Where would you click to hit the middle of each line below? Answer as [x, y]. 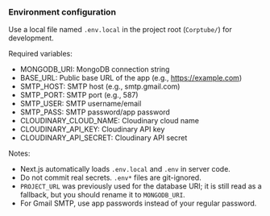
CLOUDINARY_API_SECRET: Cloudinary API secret [104, 138]
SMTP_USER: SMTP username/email [81, 104]
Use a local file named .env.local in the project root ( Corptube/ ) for [120, 30]
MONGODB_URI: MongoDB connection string [95, 69]
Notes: [19, 154]
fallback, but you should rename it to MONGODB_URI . [102, 195]
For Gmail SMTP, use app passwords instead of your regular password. [138, 203]
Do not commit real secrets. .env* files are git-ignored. [110, 178]
